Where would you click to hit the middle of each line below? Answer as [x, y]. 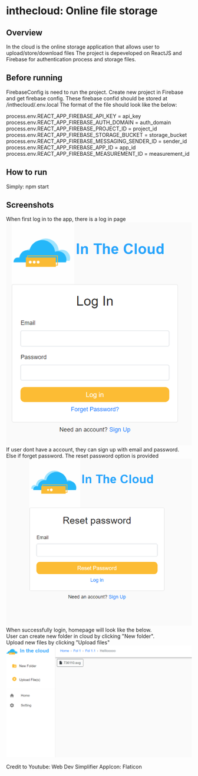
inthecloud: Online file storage [82, 11]
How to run [27, 172]
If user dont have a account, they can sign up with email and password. [93, 450]
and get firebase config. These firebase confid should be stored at [87, 98]
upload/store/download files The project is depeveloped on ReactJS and [94, 53]
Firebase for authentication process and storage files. [71, 59]
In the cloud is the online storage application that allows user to [83, 47]
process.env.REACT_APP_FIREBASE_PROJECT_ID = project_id [82, 129]
